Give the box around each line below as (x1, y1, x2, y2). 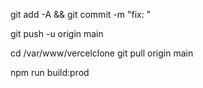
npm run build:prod (10, 67, 90, 78)
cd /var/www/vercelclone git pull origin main (10, 47, 194, 59)
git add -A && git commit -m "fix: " (10, 9, 152, 20)
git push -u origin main (10, 28, 104, 39)
